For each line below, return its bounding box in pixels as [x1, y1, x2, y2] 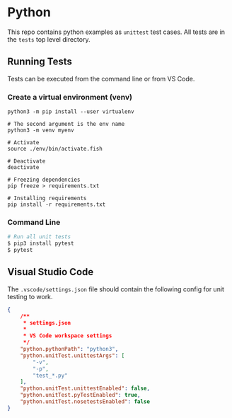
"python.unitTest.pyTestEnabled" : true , [20, 392, 141, 399]
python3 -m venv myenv [7, 127, 74, 134]
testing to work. [7, 292, 53, 301]
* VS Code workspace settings [23, 332, 112, 339]
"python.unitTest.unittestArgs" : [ [20, 352, 125, 359]
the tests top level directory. [7, 35, 91, 43]
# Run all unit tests [7, 233, 71, 240]
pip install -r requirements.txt [7, 201, 106, 209]
